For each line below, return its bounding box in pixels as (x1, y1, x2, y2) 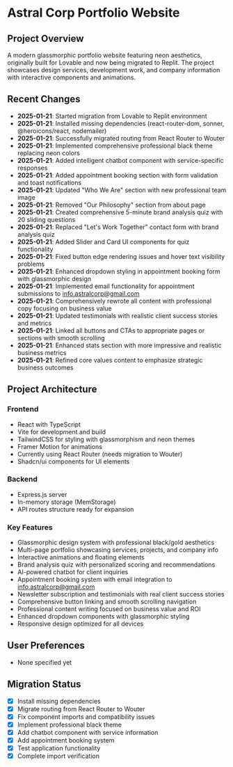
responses (17, 164, 48, 172)
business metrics (17, 348, 67, 356)
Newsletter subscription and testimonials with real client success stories (17, 590, 225, 599)
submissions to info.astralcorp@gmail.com (17, 289, 140, 297)
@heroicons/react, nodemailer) (17, 127, 107, 135)
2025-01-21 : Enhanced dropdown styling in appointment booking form (17, 267, 220, 276)
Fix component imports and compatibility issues (17, 712, 155, 721)
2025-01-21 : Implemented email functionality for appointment (17, 282, 195, 290)
